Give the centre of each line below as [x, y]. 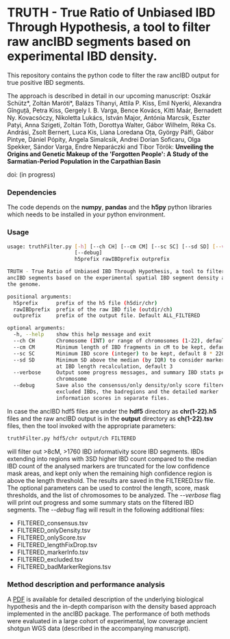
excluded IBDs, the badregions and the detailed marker [137, 392]
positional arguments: [39, 297]
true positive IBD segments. [46, 82]
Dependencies [32, 192]
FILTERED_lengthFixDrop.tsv [57, 544]
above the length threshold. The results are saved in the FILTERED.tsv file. [111, 480]
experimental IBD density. [82, 57]
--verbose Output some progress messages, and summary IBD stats [114, 373]
